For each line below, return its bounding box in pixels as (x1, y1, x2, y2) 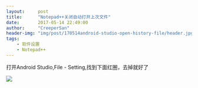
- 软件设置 (16, 42, 40, 48)
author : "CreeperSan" (6, 25, 70, 31)
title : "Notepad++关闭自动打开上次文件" (6, 14, 111, 20)
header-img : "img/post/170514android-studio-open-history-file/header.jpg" (6, 31, 196, 36)
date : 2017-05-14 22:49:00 (6, 19, 88, 25)
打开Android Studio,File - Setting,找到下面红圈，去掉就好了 (6, 63, 149, 70)
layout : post (6, 8, 49, 15)
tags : (6, 36, 19, 42)
